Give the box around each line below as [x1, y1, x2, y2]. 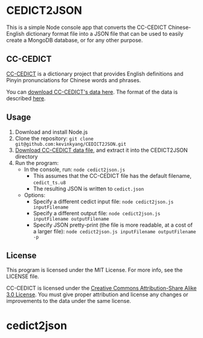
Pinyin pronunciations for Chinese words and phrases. [6, 76, 141, 83]
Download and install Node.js [14, 128, 88, 135]
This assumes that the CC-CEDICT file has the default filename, [33, 172, 192, 179]
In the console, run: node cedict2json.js [24, 166, 126, 173]
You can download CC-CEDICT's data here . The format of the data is [6, 88, 178, 96]
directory [14, 152, 38, 160]
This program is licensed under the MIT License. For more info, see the [6, 267, 183, 274]
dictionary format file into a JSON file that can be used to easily [25, 30, 184, 37]
